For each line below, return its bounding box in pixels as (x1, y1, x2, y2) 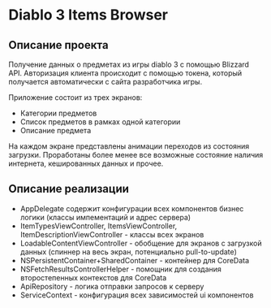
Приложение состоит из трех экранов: (8, 93, 143, 102)
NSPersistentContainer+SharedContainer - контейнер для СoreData (19, 255, 250, 265)
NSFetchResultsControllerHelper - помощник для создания (19, 264, 222, 274)
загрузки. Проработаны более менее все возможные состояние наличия (8, 150, 264, 159)
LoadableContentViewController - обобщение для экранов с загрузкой (19, 238, 262, 248)
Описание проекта (8, 38, 109, 52)
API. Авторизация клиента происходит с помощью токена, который (8, 68, 243, 78)
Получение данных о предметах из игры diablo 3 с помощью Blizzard (8, 59, 250, 69)
